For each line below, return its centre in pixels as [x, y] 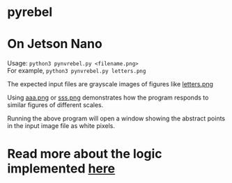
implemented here [61, 169]
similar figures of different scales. [55, 105]
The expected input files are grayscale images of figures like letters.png [110, 84]
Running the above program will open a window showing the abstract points [116, 118]
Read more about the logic [85, 154]
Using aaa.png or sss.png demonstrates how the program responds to [108, 97]
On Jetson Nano [55, 44]
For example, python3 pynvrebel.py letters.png [77, 71]
